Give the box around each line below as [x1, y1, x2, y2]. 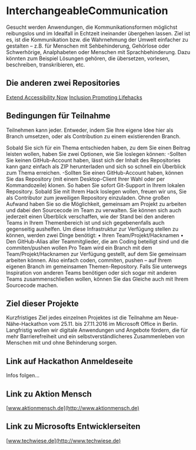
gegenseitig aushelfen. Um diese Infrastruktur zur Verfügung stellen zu [6, 225, 178, 232]
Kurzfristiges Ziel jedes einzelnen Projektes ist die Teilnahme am [6, 314, 162, 321]
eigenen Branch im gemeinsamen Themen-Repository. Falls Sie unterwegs [6, 263, 187, 270]
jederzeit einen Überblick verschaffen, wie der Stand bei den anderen [6, 213, 175, 220]
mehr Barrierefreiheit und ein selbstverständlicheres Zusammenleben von [6, 333, 185, 340]
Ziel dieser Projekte [6, 298, 79, 308]
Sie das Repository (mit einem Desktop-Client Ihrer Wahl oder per [6, 175, 165, 182]
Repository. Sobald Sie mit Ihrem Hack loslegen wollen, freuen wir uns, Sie [6, 188, 187, 195]
